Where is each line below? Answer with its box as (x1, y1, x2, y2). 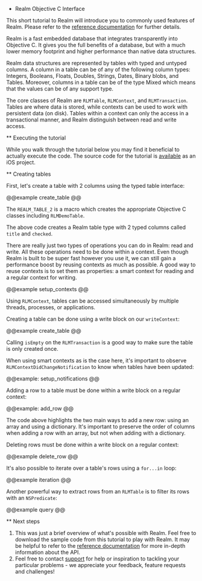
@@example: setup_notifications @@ (6, 375, 99, 382)
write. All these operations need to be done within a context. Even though (6, 248, 189, 255)
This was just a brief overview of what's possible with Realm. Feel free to (14, 530, 197, 536)
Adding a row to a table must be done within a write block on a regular (6, 387, 181, 394)
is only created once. (6, 345, 58, 352)
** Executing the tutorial (6, 134, 66, 141)
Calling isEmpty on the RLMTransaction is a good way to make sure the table (6, 339, 193, 346)
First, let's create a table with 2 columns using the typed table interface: (6, 182, 185, 189)
